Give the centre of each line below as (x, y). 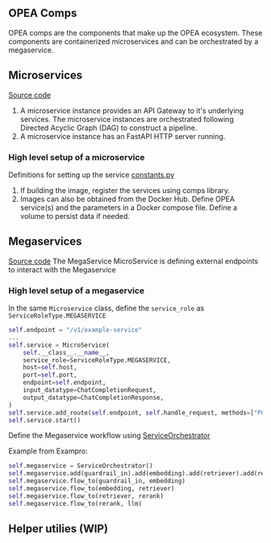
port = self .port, (50, 375)
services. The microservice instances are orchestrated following (127, 119)
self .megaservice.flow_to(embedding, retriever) (92, 489)
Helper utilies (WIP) (58, 529)
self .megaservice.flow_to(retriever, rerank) (86, 496)
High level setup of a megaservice (77, 290)
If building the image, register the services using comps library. (125, 190)
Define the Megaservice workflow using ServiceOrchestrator (110, 436)
